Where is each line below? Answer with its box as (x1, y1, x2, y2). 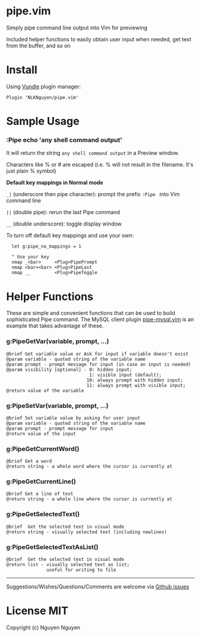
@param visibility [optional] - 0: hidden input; (6, 366, 133, 372)
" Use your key (11, 254, 50, 260)
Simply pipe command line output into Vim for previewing (6, 24, 148, 31)
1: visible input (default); (89, 372, 162, 378)
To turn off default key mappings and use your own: (6, 232, 134, 239)
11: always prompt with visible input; (86, 382, 186, 388)
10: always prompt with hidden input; (86, 377, 184, 383)
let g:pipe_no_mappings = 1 (11, 244, 82, 250)
